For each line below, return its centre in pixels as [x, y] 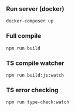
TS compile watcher [35, 63]
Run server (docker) [35, 9]
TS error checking [32, 90]
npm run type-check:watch [37, 102]
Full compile [24, 36]
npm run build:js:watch [35, 75]
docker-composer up [30, 21]
